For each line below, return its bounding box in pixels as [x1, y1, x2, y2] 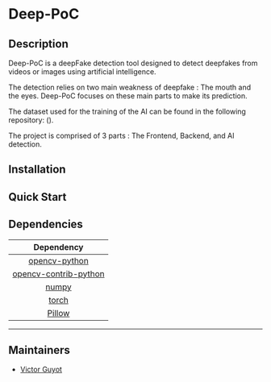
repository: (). [8, 115, 54, 125]
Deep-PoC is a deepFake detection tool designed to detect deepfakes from [8, 58, 258, 68]
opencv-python [27, 255, 89, 266]
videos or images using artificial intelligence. [8, 67, 156, 77]
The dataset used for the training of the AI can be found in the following [8, 106, 246, 116]
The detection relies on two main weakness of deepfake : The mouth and [8, 82, 252, 92]
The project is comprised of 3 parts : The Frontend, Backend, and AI [8, 131, 236, 140]
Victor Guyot [19, 364, 63, 375]
